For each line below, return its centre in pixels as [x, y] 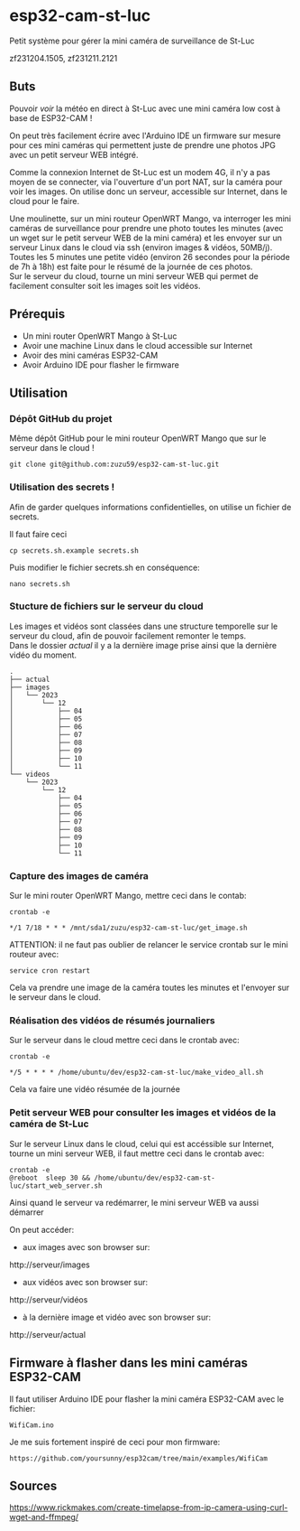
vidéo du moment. [43, 655]
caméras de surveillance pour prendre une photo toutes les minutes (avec [146, 228]
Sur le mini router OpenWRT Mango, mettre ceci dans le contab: [128, 896]
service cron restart [50, 971]
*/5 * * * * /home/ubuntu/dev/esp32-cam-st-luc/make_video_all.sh [136, 1073]
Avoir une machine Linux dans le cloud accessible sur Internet [137, 345]
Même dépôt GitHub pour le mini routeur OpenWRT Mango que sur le [138, 438]
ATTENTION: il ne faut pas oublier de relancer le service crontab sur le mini [149, 945]
